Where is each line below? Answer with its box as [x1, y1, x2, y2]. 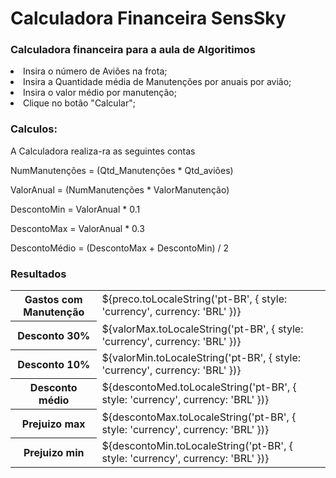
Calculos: [10, 122, 58, 136]
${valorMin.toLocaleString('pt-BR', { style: [101, 350, 302, 364]
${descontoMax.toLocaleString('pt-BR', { [101, 410, 297, 424]
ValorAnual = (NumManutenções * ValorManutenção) [10, 183, 230, 196]
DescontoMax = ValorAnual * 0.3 [10, 222, 145, 234]
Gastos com [24, 293, 83, 307]
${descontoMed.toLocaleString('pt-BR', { [101, 380, 297, 394]
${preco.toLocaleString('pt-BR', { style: [101, 292, 288, 306]
